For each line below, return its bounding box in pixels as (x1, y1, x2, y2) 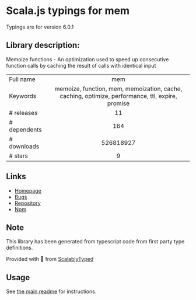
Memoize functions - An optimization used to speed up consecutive (6, 55, 169, 62)
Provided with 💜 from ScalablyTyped (6, 256, 94, 263)
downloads (9, 142, 40, 150)
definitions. (6, 244, 33, 252)
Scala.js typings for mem (6, 4, 130, 18)
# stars (9, 152, 28, 160)
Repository (14, 200, 41, 207)
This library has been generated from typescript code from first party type (6, 238, 185, 245)
